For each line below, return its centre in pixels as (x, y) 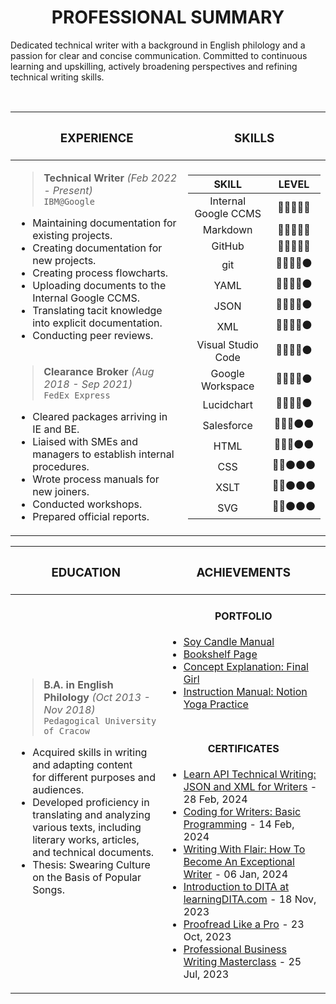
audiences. (58, 789)
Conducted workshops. (87, 504)
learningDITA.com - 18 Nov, (250, 899)
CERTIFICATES (243, 749)
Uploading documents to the (99, 285)
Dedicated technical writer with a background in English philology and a (158, 45)
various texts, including (87, 827)
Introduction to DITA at (236, 887)
